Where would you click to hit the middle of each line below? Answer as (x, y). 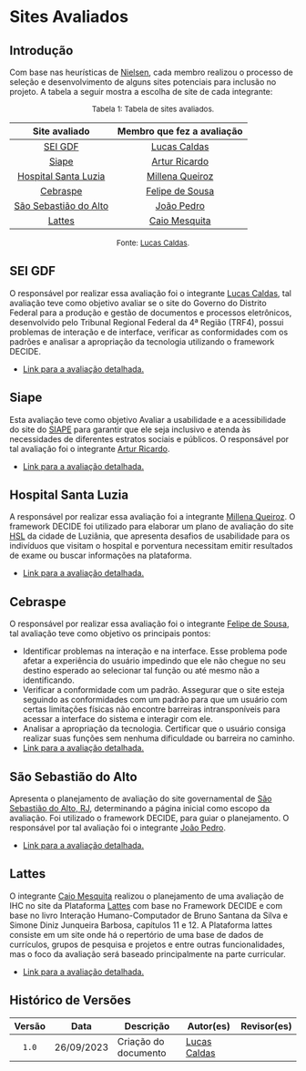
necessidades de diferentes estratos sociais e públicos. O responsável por (149, 438)
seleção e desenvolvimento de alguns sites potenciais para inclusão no (143, 82)
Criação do (141, 1041)
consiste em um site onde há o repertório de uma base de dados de (137, 934)
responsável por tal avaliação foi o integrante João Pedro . (117, 828)
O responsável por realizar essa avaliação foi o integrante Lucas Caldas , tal (150, 293)
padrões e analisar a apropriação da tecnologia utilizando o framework (142, 341)
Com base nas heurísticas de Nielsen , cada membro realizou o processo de (151, 72)
